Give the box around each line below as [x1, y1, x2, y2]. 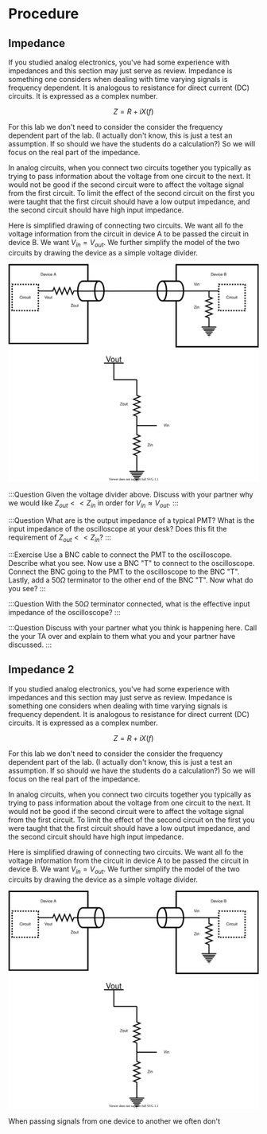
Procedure [8, 5, 79, 23]
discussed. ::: [8, 640, 52, 649]
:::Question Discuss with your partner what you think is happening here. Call [8, 622, 257, 633]
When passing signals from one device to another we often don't [8, 1116, 221, 1126]
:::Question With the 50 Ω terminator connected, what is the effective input [8, 598, 250, 609]
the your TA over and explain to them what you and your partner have [8, 631, 236, 641]
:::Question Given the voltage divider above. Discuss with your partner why [8, 490, 253, 500]
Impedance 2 [8, 663, 75, 676]
